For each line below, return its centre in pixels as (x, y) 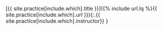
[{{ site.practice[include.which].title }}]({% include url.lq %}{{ (81, 9)
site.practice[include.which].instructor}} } (57, 21)
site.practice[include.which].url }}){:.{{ (53, 15)
